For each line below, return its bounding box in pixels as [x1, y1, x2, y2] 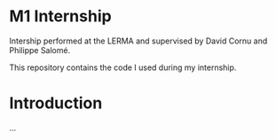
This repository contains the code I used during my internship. [9, 62, 237, 73]
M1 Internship [9, 6, 113, 27]
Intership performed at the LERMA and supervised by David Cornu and [9, 35, 268, 46]
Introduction [9, 93, 103, 113]
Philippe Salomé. [9, 44, 71, 55]
